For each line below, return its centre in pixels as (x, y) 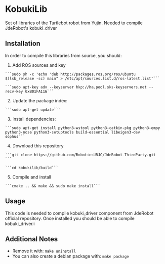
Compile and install (32, 177)
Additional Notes (32, 239)
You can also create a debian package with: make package (71, 256)
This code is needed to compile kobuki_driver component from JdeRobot (80, 213)
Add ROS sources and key (39, 65)
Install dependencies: (34, 119)
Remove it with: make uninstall (44, 251)
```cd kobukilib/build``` (32, 168)
